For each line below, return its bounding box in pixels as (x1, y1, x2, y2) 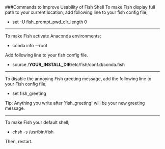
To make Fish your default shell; (5, 119, 70, 125)
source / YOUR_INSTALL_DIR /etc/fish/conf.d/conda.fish (12, 61, 125, 67)
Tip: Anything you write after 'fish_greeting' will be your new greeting (5, 100, 145, 106)
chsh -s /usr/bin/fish (12, 129, 54, 135)
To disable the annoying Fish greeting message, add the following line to (5, 76, 152, 82)
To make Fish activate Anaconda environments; (5, 33, 101, 39)
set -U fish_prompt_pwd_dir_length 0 (12, 19, 87, 25)
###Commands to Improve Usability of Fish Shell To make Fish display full (5, 4, 156, 10)
